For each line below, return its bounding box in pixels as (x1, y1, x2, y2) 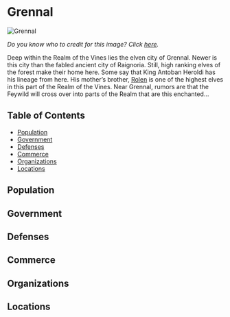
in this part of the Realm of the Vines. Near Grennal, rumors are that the (7, 82, 209, 91)
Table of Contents (7, 110, 86, 121)
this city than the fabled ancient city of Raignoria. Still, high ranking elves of (7, 60, 221, 69)
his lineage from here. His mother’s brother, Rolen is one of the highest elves (7, 75, 224, 83)
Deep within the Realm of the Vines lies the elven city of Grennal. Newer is (7, 53, 218, 62)
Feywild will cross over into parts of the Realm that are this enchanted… (7, 90, 209, 98)
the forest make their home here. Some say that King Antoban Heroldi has (7, 68, 216, 76)
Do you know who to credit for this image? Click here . (7, 40, 159, 48)
